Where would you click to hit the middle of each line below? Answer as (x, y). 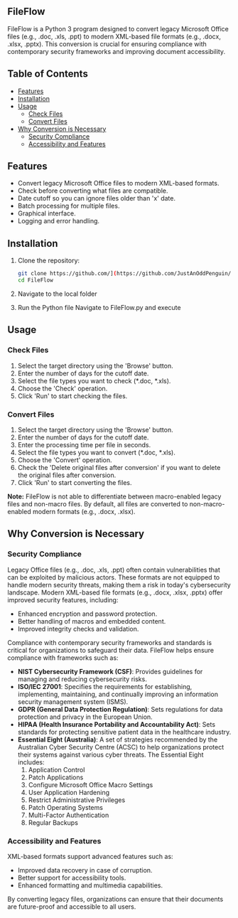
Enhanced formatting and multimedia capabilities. (90, 885)
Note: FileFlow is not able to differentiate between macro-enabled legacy (114, 496)
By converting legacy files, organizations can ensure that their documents (115, 899)
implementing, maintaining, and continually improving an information (118, 694)
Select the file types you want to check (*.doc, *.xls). (94, 380)
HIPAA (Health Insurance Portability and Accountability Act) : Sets (116, 724)
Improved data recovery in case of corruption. (85, 870)
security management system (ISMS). (73, 701)
